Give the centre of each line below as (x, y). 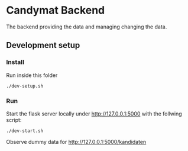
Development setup (43, 45)
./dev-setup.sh (25, 86)
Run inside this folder (32, 75)
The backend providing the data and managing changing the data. (87, 27)
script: (14, 120)
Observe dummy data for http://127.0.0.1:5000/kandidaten (76, 142)
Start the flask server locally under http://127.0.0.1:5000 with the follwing (94, 114)
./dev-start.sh (25, 131)
